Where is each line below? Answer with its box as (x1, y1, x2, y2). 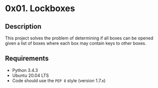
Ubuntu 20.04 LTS (12, 72, 49, 78)
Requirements (5, 54, 49, 63)
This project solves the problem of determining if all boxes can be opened (5, 35, 154, 41)
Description (5, 22, 41, 31)
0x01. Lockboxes (5, 3, 76, 14)
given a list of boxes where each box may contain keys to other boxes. (5, 40, 146, 46)
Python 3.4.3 (12, 67, 38, 73)
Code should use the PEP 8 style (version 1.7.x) (12, 77, 106, 83)
